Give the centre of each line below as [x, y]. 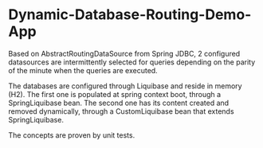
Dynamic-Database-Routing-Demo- [130, 15]
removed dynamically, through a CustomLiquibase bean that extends [121, 111]
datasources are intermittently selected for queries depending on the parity [132, 62]
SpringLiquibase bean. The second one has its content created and [119, 103]
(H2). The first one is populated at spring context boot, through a [115, 94]
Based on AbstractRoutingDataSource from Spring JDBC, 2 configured [124, 53]
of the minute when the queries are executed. [83, 70]
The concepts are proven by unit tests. [72, 135]
